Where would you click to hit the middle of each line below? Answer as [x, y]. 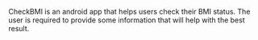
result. [19, 28]
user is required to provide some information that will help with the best [127, 20]
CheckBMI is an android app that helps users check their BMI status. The [129, 12]
